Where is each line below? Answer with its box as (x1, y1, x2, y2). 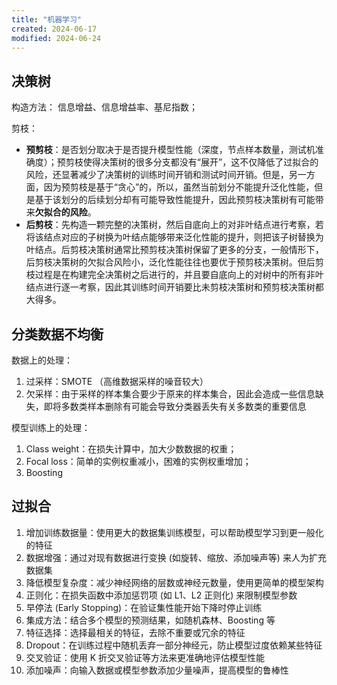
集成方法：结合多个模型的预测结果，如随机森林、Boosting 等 (25, 614, 276, 626)
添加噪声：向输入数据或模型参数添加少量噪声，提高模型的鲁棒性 (25, 664, 289, 676)
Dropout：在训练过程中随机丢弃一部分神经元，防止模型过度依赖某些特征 (25, 639, 323, 651)
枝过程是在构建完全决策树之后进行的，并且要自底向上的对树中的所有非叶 (25, 269, 324, 281)
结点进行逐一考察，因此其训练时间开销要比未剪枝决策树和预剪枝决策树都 (25, 281, 324, 293)
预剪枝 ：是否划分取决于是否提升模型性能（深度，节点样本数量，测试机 (25, 144, 316, 156)
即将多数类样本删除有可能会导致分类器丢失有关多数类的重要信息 (43, 401, 307, 412)
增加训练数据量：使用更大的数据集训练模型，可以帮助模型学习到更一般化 (25, 526, 324, 538)
